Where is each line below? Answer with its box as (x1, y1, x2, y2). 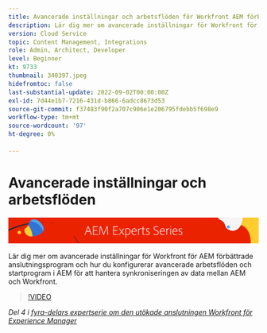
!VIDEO (27, 292, 52, 302)
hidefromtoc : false (8, 79, 73, 87)
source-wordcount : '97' (8, 122, 87, 130)
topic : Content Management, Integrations (8, 38, 148, 46)
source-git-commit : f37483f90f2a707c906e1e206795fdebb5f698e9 (8, 105, 219, 113)
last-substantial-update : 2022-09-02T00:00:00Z (8, 88, 169, 96)
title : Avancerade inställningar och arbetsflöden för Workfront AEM (8, 13, 244, 21)
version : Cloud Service (8, 29, 87, 37)
